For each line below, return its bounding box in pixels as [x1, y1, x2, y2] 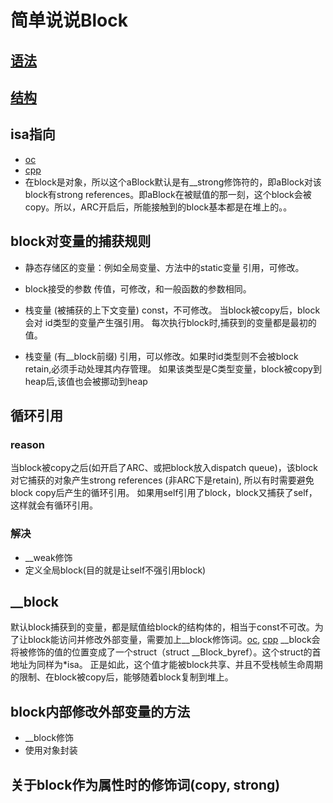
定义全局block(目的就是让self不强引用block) [24, 564, 207, 576]
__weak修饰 [24, 551, 73, 563]
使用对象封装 [24, 744, 78, 756]
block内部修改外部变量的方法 [10, 703, 191, 720]
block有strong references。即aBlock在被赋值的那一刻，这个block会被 [24, 188, 312, 200]
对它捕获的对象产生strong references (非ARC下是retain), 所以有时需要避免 [10, 474, 315, 486]
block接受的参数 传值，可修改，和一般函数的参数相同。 [24, 282, 252, 295]
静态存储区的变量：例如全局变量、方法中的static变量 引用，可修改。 [24, 261, 305, 273]
